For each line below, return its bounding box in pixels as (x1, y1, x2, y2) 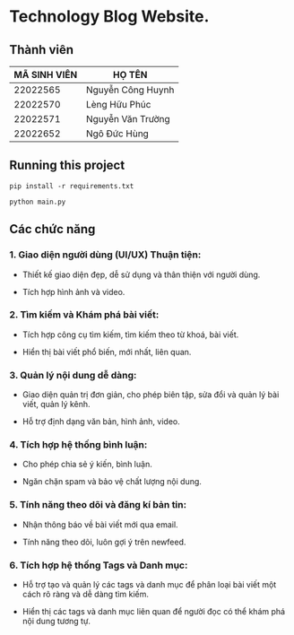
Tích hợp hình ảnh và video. (22, 286, 125, 297)
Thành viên (9, 42, 74, 57)
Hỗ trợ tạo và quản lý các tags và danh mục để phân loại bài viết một (22, 578, 277, 589)
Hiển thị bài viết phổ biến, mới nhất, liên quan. (22, 346, 192, 357)
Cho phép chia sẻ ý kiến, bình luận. (22, 459, 152, 470)
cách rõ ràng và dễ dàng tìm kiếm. (22, 588, 150, 599)
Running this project (9, 158, 125, 173)
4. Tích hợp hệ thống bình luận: (9, 439, 148, 451)
